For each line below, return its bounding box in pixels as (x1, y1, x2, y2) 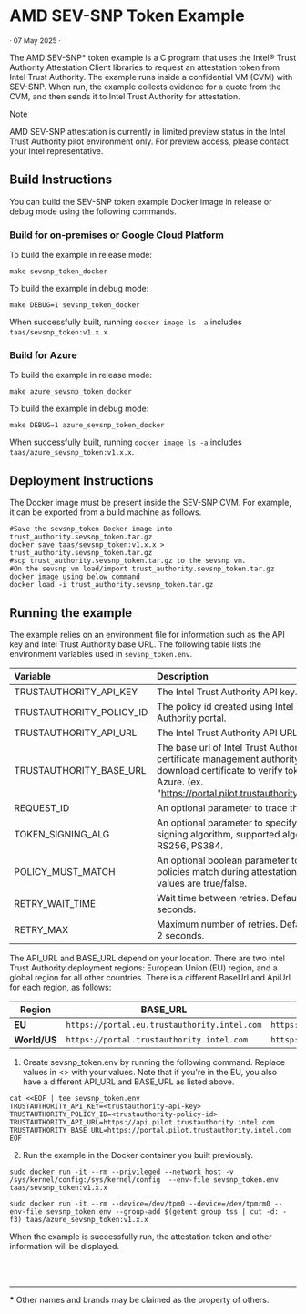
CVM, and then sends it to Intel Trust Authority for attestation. (9, 90, 241, 101)
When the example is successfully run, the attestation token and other (9, 1231, 272, 1242)
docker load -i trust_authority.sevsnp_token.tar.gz (9, 580, 214, 590)
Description (156, 670, 209, 683)
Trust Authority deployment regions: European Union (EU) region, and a (9, 962, 278, 973)
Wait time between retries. (156, 891, 270, 904)
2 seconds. (156, 929, 205, 941)
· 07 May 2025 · (9, 36, 61, 46)
